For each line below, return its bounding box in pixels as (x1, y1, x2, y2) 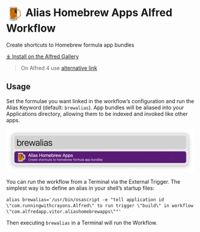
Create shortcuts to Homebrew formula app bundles (6, 41, 134, 48)
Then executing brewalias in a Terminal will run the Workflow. (6, 219, 158, 226)
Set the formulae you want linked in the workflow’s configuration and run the (6, 97, 195, 104)
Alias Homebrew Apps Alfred (25, 6, 173, 20)
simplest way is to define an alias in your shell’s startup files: (6, 184, 155, 191)
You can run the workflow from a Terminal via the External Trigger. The (6, 178, 181, 185)
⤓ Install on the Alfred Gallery (6, 52, 79, 60)
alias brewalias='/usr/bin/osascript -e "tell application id (6, 196, 164, 203)
